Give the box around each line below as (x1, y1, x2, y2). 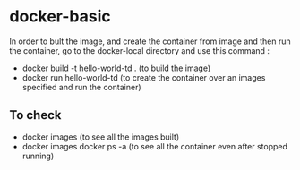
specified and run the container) (21, 81, 141, 92)
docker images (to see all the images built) (21, 132, 180, 142)
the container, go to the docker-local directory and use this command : (9, 45, 270, 55)
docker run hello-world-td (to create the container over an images (21, 72, 266, 82)
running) (21, 150, 55, 161)
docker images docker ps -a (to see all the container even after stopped (21, 140, 288, 151)
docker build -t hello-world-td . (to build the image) (21, 63, 211, 73)
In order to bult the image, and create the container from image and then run (9, 36, 291, 47)
